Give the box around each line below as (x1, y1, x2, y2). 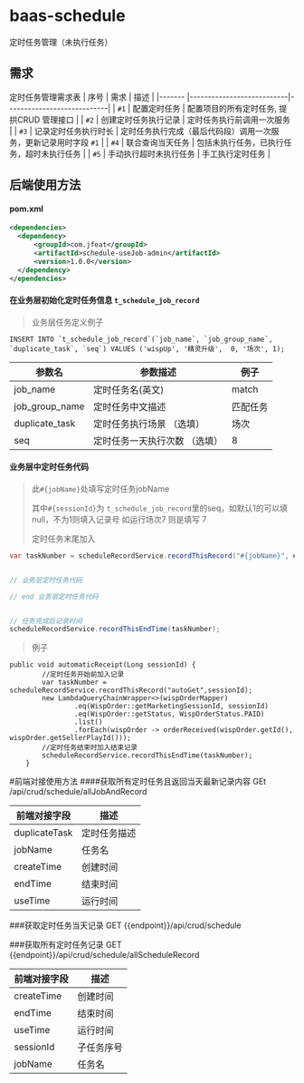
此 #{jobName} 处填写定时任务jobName (31, 483, 170, 494)
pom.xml (9, 203, 43, 214)
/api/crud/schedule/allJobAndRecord (9, 786, 147, 797)
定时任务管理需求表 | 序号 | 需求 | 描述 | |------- (9, 92, 185, 102)
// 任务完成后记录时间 (9, 616, 83, 626)
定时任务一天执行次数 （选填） (93, 434, 223, 447)
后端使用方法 (9, 178, 81, 193)
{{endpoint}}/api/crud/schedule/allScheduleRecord (9, 950, 200, 961)
